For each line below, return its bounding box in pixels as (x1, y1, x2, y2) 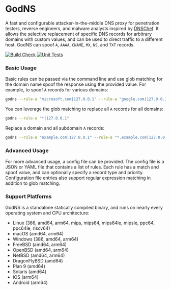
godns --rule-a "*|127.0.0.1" (5, 116, 70, 121)
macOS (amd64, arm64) (12, 231, 64, 237)
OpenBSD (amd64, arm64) (12, 247, 69, 253)
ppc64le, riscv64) (12, 225, 50, 231)
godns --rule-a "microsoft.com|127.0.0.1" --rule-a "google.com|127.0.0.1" (5, 96, 169, 102)
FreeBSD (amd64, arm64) (12, 241, 67, 248)
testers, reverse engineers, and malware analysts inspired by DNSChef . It (5, 25, 159, 31)
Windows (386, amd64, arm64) (12, 236, 79, 243)
